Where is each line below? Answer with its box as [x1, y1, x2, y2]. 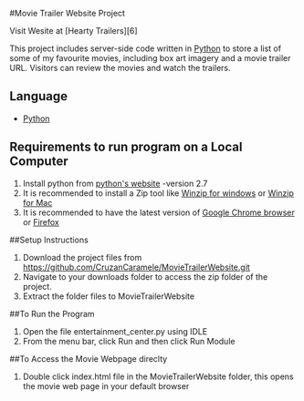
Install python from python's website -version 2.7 [22, 178, 208, 189]
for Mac [22, 197, 53, 208]
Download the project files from [22, 252, 142, 262]
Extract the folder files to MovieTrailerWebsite [22, 291, 194, 302]
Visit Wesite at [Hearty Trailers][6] [9, 26, 139, 36]
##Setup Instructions [9, 234, 89, 245]
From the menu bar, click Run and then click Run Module [22, 335, 236, 346]
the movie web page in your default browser [22, 380, 190, 391]
